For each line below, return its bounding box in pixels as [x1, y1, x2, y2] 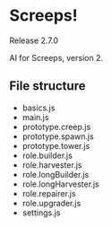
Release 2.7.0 [9, 35, 59, 46]
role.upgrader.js [22, 197, 82, 208]
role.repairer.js [22, 188, 76, 198]
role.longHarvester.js [22, 179, 100, 189]
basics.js [22, 102, 56, 113]
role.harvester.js [22, 159, 82, 170]
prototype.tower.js [22, 140, 90, 151]
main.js [22, 111, 49, 122]
